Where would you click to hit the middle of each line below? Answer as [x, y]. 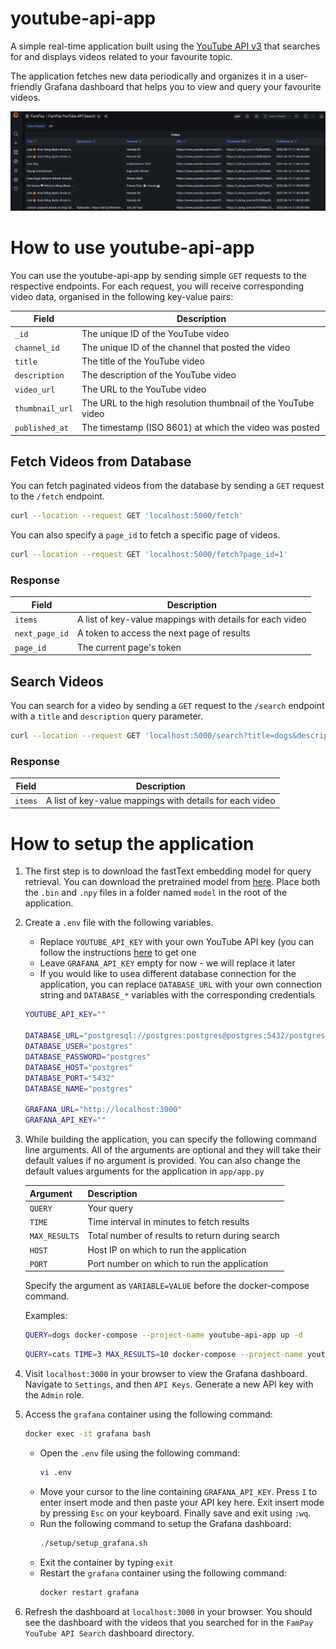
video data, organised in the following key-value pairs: [122, 296]
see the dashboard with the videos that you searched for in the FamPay [169, 1622]
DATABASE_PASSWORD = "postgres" [88, 1057]
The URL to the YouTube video [144, 389]
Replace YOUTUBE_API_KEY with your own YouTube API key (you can [177, 942]
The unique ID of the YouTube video [155, 333]
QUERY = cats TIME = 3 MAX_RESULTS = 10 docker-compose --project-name [163, 1355]
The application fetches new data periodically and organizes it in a [147, 76]
